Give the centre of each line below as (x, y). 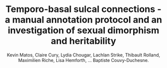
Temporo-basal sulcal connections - (83, 9)
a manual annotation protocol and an (83, 20)
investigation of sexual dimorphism (83, 30)
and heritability (83, 41)
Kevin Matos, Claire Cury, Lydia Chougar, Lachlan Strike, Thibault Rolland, (83, 55)
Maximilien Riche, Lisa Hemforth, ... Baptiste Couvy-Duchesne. (83, 60)
